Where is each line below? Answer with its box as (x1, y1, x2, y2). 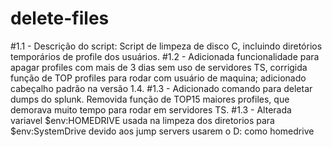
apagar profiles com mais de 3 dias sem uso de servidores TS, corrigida (10, 61, 308, 73)
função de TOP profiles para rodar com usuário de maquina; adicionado (10, 72, 307, 84)
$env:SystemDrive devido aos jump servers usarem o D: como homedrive (10, 125, 315, 137)
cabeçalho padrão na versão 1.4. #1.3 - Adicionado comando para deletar (10, 82, 313, 94)
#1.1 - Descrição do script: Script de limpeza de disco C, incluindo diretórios (10, 40, 323, 52)
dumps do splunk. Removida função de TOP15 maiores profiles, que (10, 93, 290, 105)
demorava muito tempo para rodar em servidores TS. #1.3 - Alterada (10, 103, 292, 116)
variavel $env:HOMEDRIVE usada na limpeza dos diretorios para (10, 114, 275, 126)
